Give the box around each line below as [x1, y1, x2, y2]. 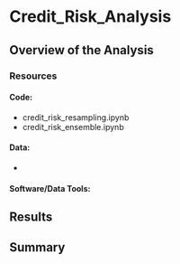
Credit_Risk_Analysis [9, 6, 172, 27]
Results [9, 209, 53, 224]
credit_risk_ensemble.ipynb [22, 121, 124, 132]
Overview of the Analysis [9, 42, 155, 58]
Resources [9, 70, 58, 82]
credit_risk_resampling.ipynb [22, 111, 130, 123]
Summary [9, 240, 66, 255]
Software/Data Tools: [9, 183, 91, 193]
